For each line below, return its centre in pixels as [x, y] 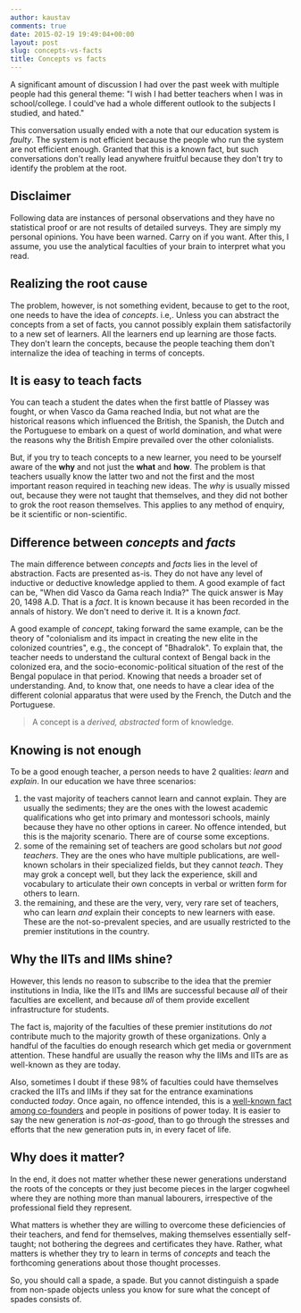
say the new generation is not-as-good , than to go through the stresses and [150, 1120]
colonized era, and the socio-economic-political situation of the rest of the [147, 667]
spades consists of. [46, 1299]
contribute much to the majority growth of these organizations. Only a [138, 1036]
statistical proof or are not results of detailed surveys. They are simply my [146, 227]
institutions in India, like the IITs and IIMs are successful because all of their [149, 990]
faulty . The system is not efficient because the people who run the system [147, 140]
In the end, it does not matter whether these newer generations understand [148, 1179]
